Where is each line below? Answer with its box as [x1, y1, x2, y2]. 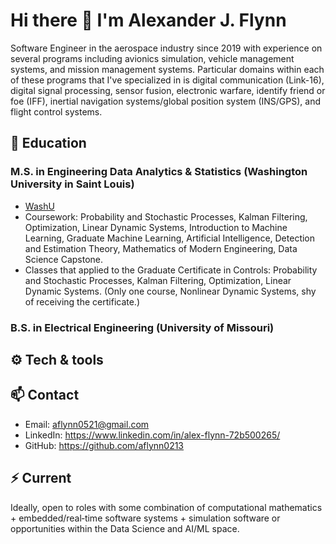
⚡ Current [10, 470, 72, 487]
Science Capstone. [24, 253, 104, 265]
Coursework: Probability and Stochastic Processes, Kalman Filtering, [24, 210, 308, 223]
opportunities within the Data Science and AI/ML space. [10, 522, 240, 534]
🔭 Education [10, 135, 87, 152]
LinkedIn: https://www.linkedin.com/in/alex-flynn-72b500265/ [24, 429, 281, 441]
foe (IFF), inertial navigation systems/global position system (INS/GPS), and [10, 95, 322, 107]
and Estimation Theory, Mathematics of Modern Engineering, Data [24, 242, 298, 254]
